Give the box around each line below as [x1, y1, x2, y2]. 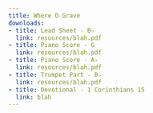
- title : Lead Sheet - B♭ [8, 26, 95, 34]
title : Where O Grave [8, 11, 81, 20]
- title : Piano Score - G [8, 41, 95, 49]
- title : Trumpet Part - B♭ [8, 71, 103, 79]
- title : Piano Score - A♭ [8, 56, 99, 64]
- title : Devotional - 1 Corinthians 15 [8, 85, 146, 94]
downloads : [8, 19, 45, 27]
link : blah [15, 93, 52, 101]
